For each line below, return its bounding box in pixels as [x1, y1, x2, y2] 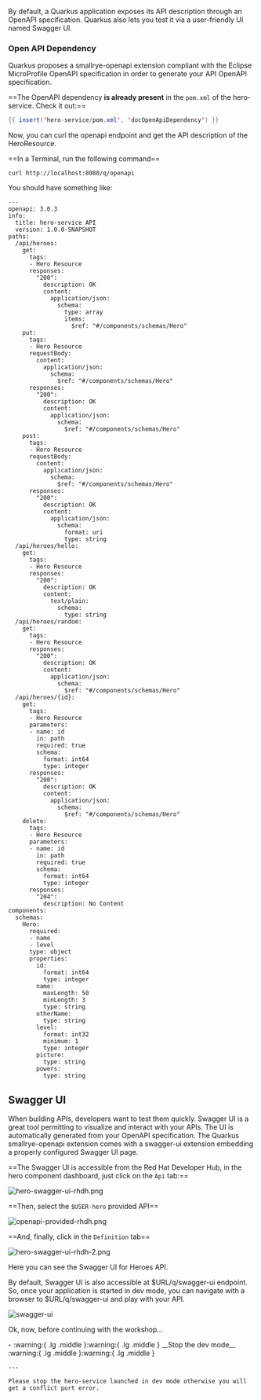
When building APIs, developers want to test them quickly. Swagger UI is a [8, 1114, 249, 1123]
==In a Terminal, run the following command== [8, 154, 161, 164]
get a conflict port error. [8, 1383, 100, 1392]
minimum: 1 [42, 1038, 79, 1045]
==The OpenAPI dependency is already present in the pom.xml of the [8, 93, 231, 102]
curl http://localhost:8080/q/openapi [8, 169, 135, 178]
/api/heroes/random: [15, 618, 82, 626]
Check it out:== [35, 101, 86, 111]
